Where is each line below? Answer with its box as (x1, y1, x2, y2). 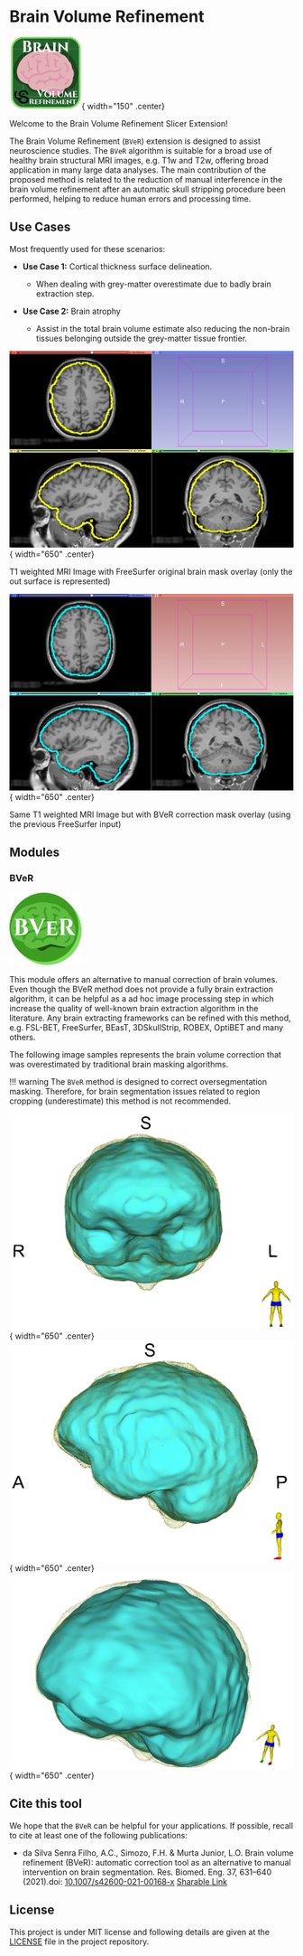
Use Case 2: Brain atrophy (22, 306, 122, 316)
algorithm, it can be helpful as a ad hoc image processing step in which (9, 993, 274, 1004)
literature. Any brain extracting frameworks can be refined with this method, (9, 1012, 291, 1023)
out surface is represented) (9, 576, 111, 587)
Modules (9, 845, 60, 860)
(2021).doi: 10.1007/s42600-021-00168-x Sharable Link (22, 1876, 228, 1886)
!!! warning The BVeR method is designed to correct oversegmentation (9, 1077, 268, 1087)
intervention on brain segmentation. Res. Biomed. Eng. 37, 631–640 (22, 1867, 272, 1877)
